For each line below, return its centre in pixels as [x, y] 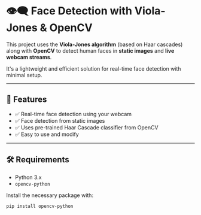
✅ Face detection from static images [60, 120]
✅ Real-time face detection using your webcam [73, 114]
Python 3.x [28, 177]
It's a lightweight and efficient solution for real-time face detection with [94, 68]
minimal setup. [24, 75]
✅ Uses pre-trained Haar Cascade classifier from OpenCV [86, 127]
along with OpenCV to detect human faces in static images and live [90, 50]
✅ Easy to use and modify [47, 134]
